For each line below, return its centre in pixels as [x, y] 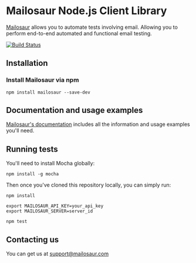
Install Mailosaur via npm [43, 80]
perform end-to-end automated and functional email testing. [79, 33]
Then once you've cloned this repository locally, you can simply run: [89, 185]
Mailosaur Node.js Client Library [87, 11]
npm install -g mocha [33, 174]
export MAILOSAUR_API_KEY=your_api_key [55, 206]
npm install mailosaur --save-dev [48, 92]
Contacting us [33, 239]
